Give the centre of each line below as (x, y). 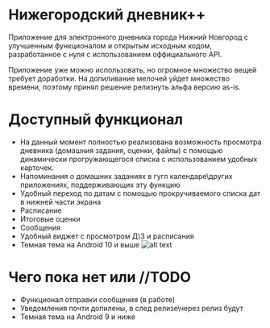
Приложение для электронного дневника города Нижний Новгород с (128, 37)
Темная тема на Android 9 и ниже (77, 317)
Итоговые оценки (50, 218)
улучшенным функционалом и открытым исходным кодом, (110, 45)
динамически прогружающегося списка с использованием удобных (139, 159)
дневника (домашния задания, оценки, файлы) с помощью (121, 150)
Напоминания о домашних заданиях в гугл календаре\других (126, 176)
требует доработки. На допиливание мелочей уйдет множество (119, 78)
